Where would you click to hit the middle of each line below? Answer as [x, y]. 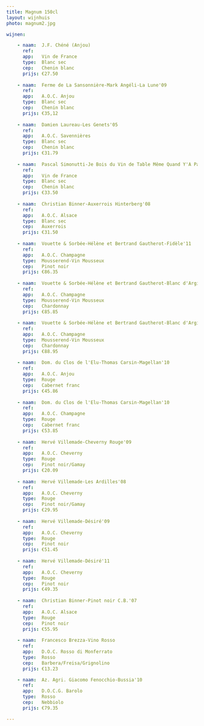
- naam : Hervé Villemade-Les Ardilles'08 [72, 482]
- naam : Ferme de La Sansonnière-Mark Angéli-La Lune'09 [92, 85]
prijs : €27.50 [40, 74]
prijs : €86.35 [40, 272]
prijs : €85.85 [40, 311]
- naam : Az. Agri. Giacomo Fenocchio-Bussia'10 [80, 680]
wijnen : [16, 34]
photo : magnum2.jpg [31, 23]
